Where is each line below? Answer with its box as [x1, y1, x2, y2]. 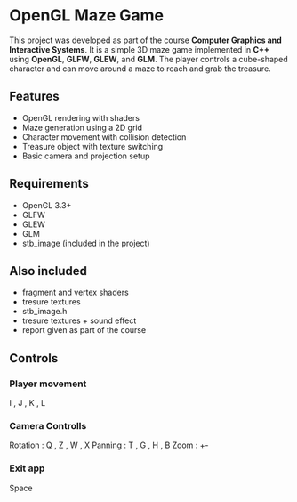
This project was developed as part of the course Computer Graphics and [9, 35, 282, 45]
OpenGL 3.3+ [21, 199, 72, 210]
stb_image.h [21, 306, 68, 317]
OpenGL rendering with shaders [21, 112, 140, 123]
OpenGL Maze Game [9, 5, 165, 26]
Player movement [9, 377, 87, 390]
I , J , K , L [9, 398, 46, 409]
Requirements [9, 176, 89, 191]
